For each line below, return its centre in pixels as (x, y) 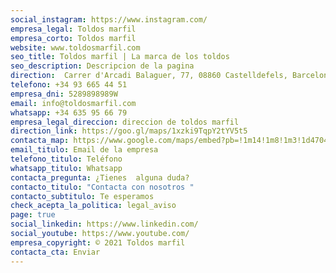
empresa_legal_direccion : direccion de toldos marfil (125, 122)
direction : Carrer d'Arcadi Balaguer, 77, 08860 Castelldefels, (149, 76)
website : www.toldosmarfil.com (75, 47)
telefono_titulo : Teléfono (66, 159)
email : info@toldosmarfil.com (73, 103)
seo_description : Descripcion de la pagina (102, 66)
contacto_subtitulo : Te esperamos (82, 196)
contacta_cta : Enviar (55, 252)
